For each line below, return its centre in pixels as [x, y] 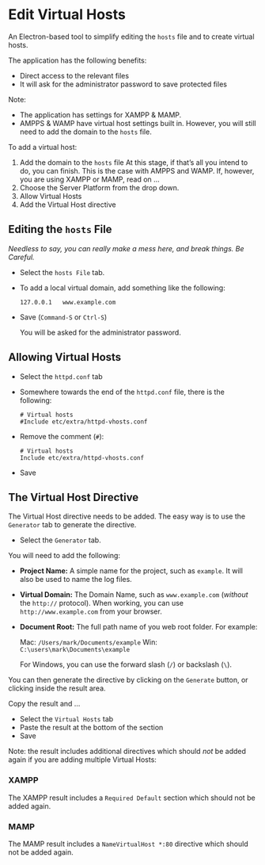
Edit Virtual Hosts [67, 15]
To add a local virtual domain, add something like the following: [122, 288]
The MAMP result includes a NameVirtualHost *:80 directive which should [129, 844]
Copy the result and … [44, 704]
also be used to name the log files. [76, 580]
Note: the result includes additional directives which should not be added [127, 752]
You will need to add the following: [64, 556]
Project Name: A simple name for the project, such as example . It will [131, 571]
